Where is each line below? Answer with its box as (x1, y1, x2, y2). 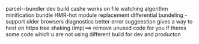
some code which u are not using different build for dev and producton (5, 31, 181, 38)
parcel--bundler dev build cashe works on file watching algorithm (5, 5, 168, 12)
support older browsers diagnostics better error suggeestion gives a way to (5, 18, 193, 25)
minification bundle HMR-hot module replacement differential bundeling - (5, 11, 188, 19)
